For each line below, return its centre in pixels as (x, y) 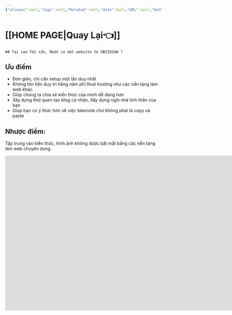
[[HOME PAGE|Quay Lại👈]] (63, 35)
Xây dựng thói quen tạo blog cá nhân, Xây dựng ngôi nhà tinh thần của (84, 100)
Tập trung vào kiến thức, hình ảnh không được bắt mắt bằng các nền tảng (80, 143)
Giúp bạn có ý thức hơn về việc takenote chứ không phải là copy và (81, 111)
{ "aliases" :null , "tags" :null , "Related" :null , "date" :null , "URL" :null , (79, 10)
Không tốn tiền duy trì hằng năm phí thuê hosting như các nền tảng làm (85, 84)
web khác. (23, 89)
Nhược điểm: (26, 131)
